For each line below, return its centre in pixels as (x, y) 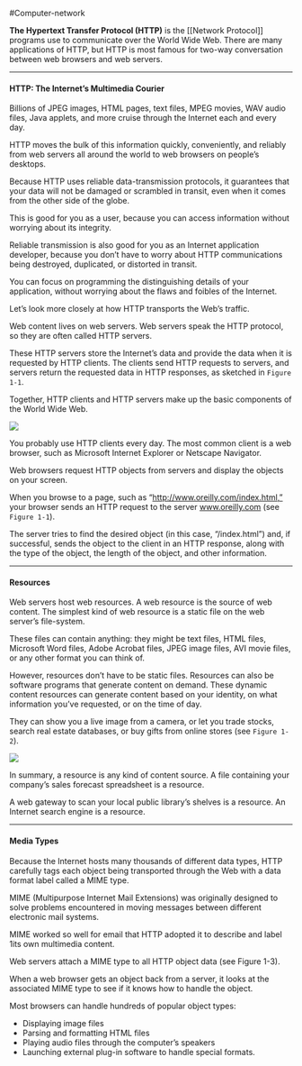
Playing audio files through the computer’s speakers (119, 1042)
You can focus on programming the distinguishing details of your (129, 282)
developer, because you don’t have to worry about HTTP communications (146, 255)
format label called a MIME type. (69, 880)
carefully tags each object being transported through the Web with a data (145, 870)
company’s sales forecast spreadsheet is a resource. (107, 785)
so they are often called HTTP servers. (81, 336)
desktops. (28, 164)
